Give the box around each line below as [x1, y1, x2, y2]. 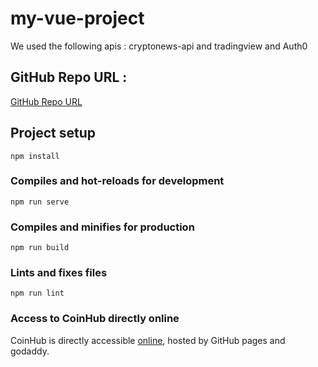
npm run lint [10, 288, 65, 299]
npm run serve [10, 197, 70, 207]
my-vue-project [10, 7, 145, 30]
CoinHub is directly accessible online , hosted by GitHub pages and [10, 334, 286, 346]
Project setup [10, 125, 97, 142]
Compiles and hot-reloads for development [10, 174, 225, 188]
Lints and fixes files [10, 266, 108, 280]
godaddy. [10, 345, 50, 357]
